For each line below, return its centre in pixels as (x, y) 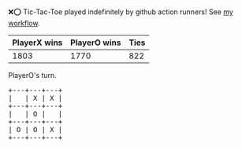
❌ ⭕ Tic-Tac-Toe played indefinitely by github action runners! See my (121, 12)
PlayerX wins (37, 43)
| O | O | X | (35, 129)
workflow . (24, 23)
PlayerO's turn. (32, 75)
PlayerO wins (96, 43)
